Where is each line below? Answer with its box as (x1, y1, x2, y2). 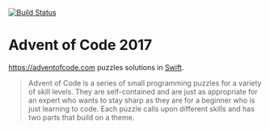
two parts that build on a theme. (27, 112, 135, 122)
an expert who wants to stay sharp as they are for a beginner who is (27, 95, 255, 105)
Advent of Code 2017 (8, 36, 153, 54)
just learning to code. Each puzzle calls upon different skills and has (27, 103, 255, 113)
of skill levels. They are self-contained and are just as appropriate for (27, 86, 259, 96)
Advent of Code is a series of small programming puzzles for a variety (27, 78, 262, 88)
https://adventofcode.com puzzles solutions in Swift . (8, 62, 184, 72)
